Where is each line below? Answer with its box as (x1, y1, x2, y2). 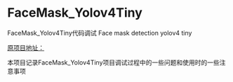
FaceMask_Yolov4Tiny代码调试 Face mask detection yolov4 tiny (7, 28, 192, 37)
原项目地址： (7, 43, 44, 51)
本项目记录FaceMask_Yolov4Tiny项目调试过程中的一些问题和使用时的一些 (7, 58, 220, 67)
